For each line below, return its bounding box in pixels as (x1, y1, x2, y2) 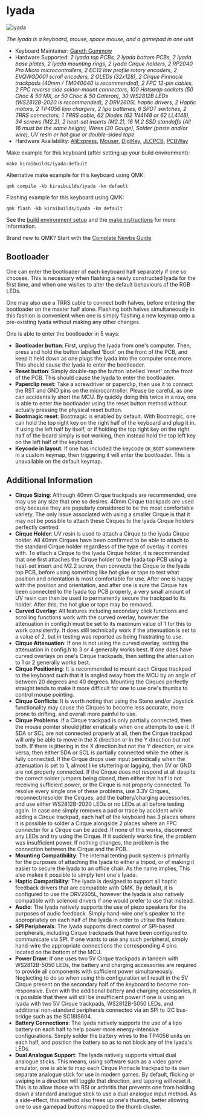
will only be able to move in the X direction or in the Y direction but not (14, 736, 190, 743)
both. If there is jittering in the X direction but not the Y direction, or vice (14, 742, 195, 749)
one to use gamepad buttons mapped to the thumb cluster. (14, 1103, 162, 1110)
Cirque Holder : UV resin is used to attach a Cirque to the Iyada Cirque (14, 530, 190, 537)
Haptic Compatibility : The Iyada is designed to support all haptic (14, 877, 177, 885)
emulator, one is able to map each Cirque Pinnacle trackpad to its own (14, 1064, 190, 1071)
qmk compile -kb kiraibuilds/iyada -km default (6, 183, 129, 189)
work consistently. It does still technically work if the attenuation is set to (14, 626, 196, 634)
